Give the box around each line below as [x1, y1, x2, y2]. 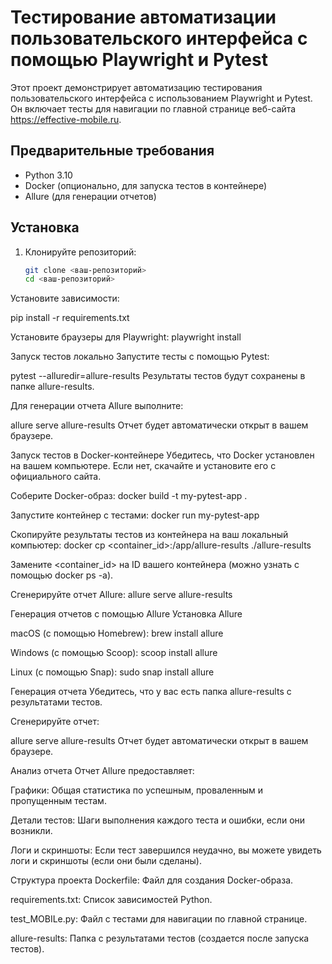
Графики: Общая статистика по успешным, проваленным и [10, 784, 264, 796]
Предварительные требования [10, 142, 215, 160]
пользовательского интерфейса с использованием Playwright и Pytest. [10, 92, 313, 104]
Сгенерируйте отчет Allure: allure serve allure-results [10, 589, 233, 601]
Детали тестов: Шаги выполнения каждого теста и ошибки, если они [10, 814, 306, 826]
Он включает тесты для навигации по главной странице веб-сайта [10, 102, 297, 115]
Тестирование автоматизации [10, 6, 277, 29]
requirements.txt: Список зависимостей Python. [10, 894, 213, 906]
